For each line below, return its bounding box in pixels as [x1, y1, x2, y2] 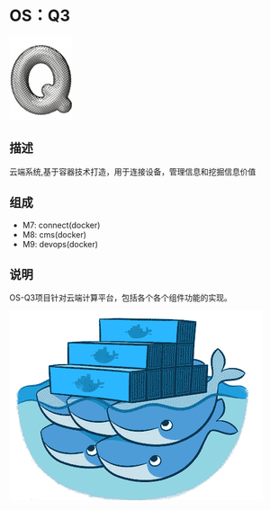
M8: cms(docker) [22, 228, 87, 240]
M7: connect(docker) [22, 219, 101, 230]
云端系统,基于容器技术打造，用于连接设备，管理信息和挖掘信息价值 [9, 166, 256, 177]
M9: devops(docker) [22, 238, 99, 249]
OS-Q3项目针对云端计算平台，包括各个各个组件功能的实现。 [9, 292, 232, 303]
